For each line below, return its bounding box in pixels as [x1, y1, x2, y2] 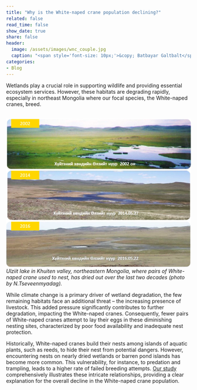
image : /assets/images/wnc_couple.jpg [11, 47, 107, 53]
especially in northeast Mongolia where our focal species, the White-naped [6, 94, 188, 101]
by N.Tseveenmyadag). [6, 280, 63, 287]
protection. [6, 329, 33, 336]
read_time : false [6, 22, 49, 28]
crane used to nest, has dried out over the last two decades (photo [23, 273, 185, 280]
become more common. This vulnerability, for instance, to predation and [6, 358, 181, 365]
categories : [6, 59, 35, 64]
